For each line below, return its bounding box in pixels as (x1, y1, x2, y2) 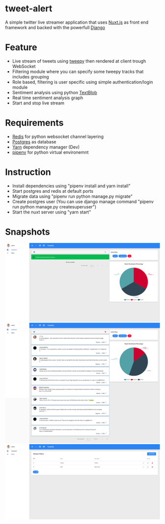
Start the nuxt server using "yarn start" (12, 209, 91, 215)
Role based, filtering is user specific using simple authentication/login (12, 79, 153, 85)
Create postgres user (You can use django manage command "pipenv (12, 198, 154, 205)
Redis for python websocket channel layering (12, 134, 104, 140)
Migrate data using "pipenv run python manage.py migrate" (12, 193, 133, 199)
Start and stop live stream (12, 100, 65, 106)
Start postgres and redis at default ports (12, 188, 93, 194)
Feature (5, 42, 37, 53)
